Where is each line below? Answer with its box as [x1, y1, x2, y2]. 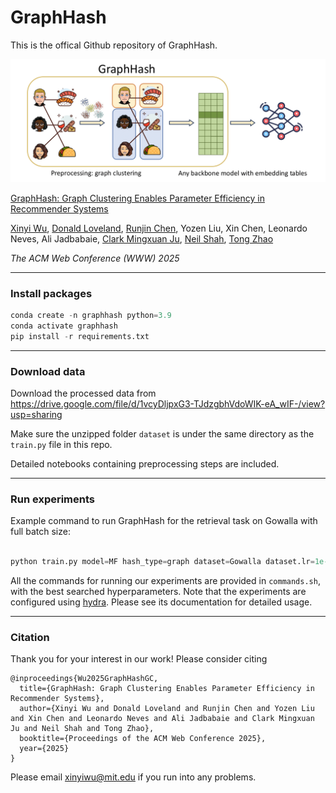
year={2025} [19, 744, 70, 754]
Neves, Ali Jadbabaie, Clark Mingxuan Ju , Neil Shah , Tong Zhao [10, 232, 274, 245]
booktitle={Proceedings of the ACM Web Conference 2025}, [19, 734, 267, 744]
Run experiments [10, 492, 96, 506]
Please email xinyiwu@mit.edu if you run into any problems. [10, 771, 257, 783]
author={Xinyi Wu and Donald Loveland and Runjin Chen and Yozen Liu [19, 704, 315, 714]
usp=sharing [10, 409, 63, 421]
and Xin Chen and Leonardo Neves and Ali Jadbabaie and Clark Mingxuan [10, 714, 315, 724]
